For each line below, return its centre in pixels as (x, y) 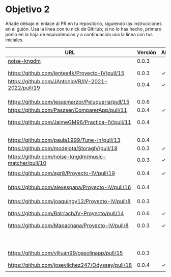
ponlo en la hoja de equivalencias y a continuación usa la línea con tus (79, 34)
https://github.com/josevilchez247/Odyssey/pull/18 (70, 265)
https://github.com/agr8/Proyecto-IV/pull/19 (62, 173)
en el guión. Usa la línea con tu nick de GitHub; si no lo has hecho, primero (83, 29)
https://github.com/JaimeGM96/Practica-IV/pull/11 (69, 122)
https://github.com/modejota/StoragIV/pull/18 (63, 148)
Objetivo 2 (27, 9)
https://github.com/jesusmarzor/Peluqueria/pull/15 (69, 102)
